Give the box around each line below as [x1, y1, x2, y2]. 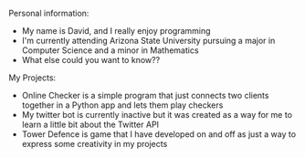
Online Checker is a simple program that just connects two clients [21, 90, 269, 100]
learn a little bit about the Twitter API [21, 119, 160, 130]
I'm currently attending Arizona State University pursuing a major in [21, 36, 276, 46]
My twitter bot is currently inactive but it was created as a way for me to [21, 110, 293, 120]
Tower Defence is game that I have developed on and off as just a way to [21, 129, 297, 140]
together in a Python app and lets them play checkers [21, 100, 224, 111]
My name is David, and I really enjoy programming [21, 26, 211, 36]
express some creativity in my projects [21, 139, 168, 149]
